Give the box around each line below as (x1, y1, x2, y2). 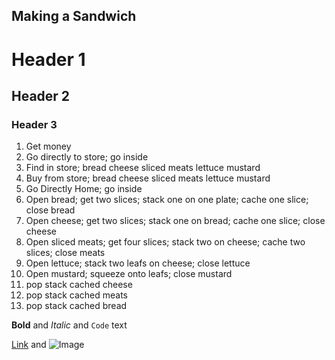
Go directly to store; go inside (25, 151, 149, 163)
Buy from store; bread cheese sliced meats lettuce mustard (25, 172, 271, 184)
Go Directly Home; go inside (25, 183, 143, 195)
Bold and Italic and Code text (11, 319, 128, 331)
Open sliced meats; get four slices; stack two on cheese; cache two (25, 236, 306, 248)
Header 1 (11, 48, 86, 71)
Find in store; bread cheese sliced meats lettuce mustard (25, 162, 261, 174)
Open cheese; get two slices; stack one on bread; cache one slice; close (25, 215, 326, 227)
